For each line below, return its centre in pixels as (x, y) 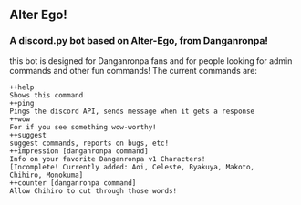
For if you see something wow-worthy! (83, 127)
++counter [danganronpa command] (73, 183)
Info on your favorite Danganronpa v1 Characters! (108, 159)
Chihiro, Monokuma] (47, 175)
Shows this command (47, 95)
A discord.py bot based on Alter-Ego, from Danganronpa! (139, 41)
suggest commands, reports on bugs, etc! (89, 143)
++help (22, 87)
